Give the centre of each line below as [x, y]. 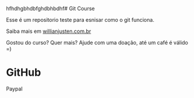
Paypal [14, 89]
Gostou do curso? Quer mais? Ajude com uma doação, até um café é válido [97, 43]
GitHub [23, 72]
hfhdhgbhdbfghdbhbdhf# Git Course [50, 9]
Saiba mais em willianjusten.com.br [49, 31]
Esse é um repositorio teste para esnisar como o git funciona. [80, 20]
